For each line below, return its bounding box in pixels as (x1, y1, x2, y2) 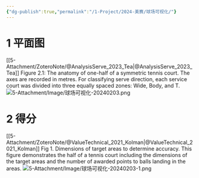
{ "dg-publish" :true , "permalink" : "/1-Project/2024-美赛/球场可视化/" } (6, 8, 177, 15)
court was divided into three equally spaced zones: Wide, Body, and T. (6, 82, 180, 89)
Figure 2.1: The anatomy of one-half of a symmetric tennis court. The (20, 69, 190, 76)
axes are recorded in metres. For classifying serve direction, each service (6, 75, 188, 82)
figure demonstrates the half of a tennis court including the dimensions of (6, 151, 188, 158)
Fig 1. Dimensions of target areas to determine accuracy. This (41, 145, 192, 152)
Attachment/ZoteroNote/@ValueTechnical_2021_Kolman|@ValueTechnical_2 (6, 139, 193, 146)
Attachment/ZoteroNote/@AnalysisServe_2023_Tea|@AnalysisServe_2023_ (6, 63, 192, 70)
